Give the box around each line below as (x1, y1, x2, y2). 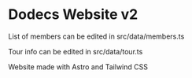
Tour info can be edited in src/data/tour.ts (8, 46, 143, 56)
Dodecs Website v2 (8, 6, 138, 24)
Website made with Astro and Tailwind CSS (8, 61, 148, 72)
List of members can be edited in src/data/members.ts (8, 32, 185, 41)
